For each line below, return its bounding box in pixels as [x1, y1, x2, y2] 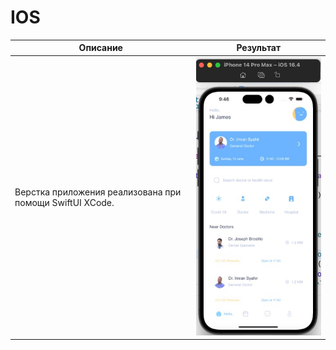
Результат [236, 42, 282, 54]
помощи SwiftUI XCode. [14, 196, 115, 208]
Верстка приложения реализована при [14, 186, 182, 198]
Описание [78, 42, 123, 54]
